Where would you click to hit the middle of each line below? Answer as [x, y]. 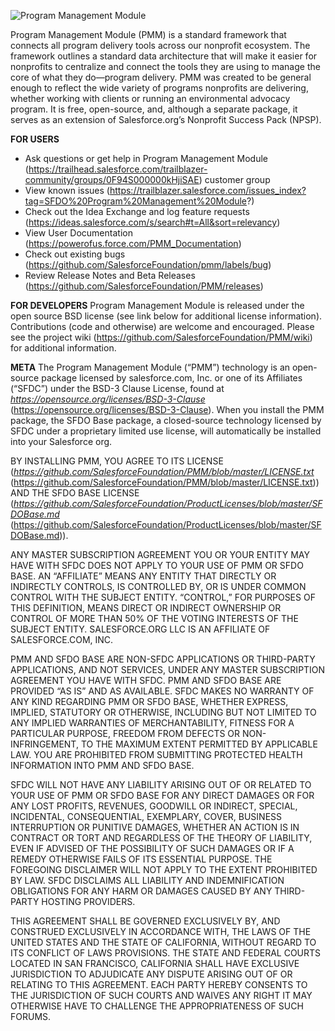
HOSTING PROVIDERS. [88, 901]
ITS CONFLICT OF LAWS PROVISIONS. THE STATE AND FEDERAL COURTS [166, 953]
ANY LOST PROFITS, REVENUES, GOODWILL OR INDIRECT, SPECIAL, [154, 806]
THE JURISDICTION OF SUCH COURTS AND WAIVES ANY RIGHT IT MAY [161, 995]
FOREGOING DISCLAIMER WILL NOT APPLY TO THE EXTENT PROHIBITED [164, 869]
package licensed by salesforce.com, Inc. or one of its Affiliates [172, 378]
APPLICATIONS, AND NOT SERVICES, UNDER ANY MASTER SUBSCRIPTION [168, 669]
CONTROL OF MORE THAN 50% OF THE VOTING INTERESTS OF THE [154, 618]
